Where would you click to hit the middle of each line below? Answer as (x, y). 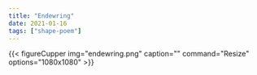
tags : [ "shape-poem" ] (45, 31)
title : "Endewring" (41, 16)
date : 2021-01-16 (38, 23)
